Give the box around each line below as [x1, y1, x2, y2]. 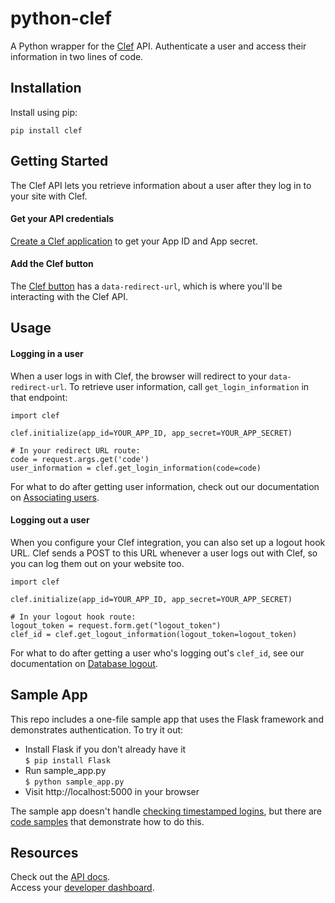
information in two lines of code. [10, 50, 144, 62]
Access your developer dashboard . [10, 882, 155, 894]
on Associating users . [10, 491, 100, 503]
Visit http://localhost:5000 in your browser [24, 785, 200, 797]
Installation [10, 80, 82, 97]
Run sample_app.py [24, 764, 107, 776]
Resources [10, 844, 79, 861]
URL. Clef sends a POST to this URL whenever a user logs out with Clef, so [10, 547, 318, 559]
